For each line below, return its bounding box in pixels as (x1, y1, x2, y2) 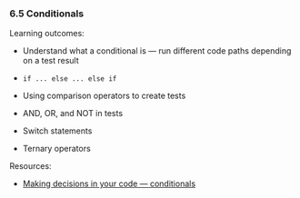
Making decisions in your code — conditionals (22, 178, 196, 189)
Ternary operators (22, 144, 91, 154)
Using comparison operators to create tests (22, 90, 186, 102)
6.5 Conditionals (9, 7, 85, 20)
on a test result (22, 55, 79, 66)
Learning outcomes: (9, 28, 85, 39)
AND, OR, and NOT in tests (22, 108, 124, 119)
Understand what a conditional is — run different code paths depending (22, 45, 292, 56)
